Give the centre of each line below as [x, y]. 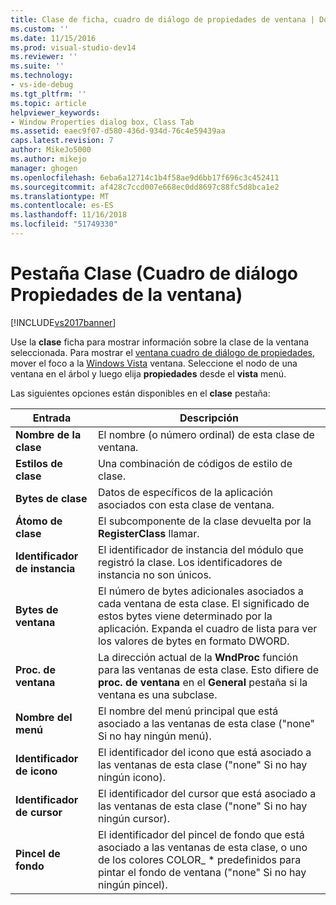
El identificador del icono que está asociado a [204, 752]
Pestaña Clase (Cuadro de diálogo [154, 273]
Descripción [209, 418]
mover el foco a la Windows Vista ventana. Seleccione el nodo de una [154, 363]
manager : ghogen [44, 168]
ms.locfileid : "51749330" [64, 224]
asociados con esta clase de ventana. [186, 504]
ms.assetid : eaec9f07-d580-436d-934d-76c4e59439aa [118, 131]
